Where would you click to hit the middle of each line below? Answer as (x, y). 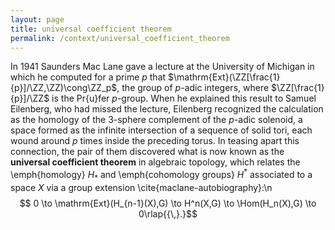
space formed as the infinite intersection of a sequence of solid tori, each (161, 130)
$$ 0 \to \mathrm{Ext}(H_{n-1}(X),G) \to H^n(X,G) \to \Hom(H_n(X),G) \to (168, 203)
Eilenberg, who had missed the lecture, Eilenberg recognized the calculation (167, 109)
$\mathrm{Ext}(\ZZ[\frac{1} (224, 77)
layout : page (37, 19)
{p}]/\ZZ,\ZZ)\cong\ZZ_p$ (64, 88)
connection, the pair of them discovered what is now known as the (147, 152)
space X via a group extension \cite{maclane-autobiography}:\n (141, 187)
